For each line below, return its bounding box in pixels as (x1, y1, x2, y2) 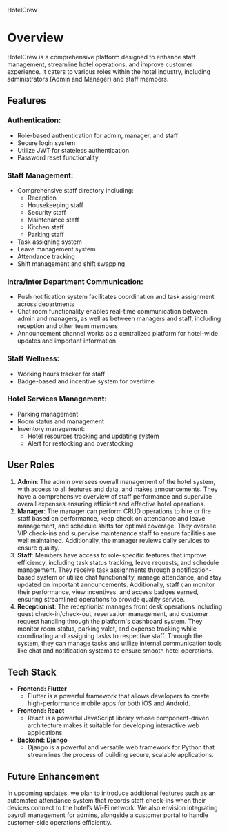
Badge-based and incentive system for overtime (17, 376, 155, 385)
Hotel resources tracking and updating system (27, 432, 159, 440)
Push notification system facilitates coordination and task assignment (17, 293, 215, 301)
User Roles (7, 459, 55, 471)
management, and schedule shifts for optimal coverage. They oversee (17, 521, 217, 530)
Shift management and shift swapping (17, 259, 126, 268)
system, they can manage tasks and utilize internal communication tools (17, 639, 222, 647)
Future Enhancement (7, 770, 99, 783)
